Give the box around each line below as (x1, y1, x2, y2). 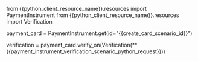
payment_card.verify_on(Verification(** (40, 42, 138, 48)
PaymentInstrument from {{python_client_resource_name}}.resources (6, 11, 179, 19)
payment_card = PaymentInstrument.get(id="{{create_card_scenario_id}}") (6, 30, 193, 37)
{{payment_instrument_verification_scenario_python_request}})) (6, 48, 165, 55)
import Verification (6, 18, 53, 25)
